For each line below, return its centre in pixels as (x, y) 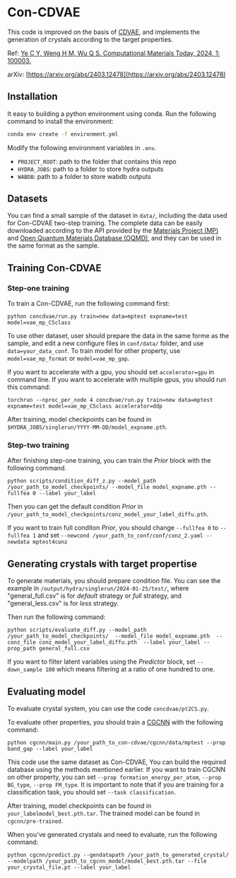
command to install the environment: (61, 121)
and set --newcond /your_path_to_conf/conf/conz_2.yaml (120, 536)
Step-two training (38, 445)
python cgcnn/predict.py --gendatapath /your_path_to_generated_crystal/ (118, 855)
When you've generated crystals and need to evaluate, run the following (112, 835)
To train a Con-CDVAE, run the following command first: (89, 304)
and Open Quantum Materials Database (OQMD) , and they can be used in (114, 238)
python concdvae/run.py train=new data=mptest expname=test (98, 317)
